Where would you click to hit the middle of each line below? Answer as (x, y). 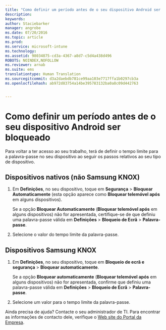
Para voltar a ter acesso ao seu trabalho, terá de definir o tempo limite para (82, 151)
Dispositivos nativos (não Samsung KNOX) (73, 177)
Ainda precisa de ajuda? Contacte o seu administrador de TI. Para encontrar (83, 312)
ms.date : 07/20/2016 (27, 33)
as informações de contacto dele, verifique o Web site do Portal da (73, 317)
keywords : (15, 19)
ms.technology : (21, 51)
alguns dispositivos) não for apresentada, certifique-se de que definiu (84, 214)
